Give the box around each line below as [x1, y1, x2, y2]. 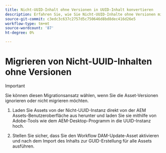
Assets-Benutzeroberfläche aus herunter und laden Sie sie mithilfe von [12, 112, 157, 118]
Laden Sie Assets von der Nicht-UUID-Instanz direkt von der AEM [12, 107, 146, 113]
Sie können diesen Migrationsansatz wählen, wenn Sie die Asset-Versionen [5, 92, 159, 98]
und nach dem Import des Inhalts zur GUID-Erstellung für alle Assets [12, 138, 152, 144]
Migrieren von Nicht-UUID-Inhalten [5, 56, 152, 67]
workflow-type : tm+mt [5, 21, 50, 26]
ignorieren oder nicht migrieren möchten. [5, 98, 89, 103]
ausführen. [12, 143, 35, 149]
